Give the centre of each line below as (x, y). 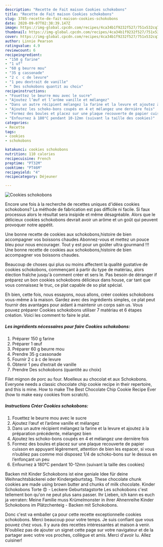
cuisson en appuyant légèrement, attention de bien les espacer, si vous (83, 449)
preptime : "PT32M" (24, 163)
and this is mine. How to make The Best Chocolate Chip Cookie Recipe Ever (81, 389)
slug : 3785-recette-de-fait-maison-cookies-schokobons (62, 18)
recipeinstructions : (26, 91)
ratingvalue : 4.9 (23, 46)
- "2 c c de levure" (27, 77)
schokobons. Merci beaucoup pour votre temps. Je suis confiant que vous (79, 520)
